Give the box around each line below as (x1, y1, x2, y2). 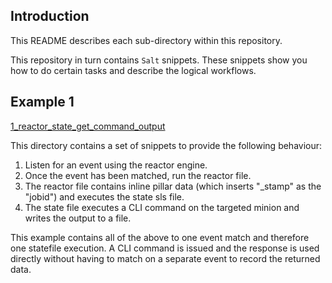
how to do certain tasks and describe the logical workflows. (10, 64, 257, 76)
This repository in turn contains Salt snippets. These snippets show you (10, 54, 308, 66)
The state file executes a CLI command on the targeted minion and (24, 201, 300, 213)
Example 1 (10, 94, 75, 111)
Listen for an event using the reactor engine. (24, 159, 208, 171)
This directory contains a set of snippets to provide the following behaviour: (10, 139, 323, 151)
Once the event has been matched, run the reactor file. (24, 169, 252, 181)
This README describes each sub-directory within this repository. (10, 34, 283, 46)
